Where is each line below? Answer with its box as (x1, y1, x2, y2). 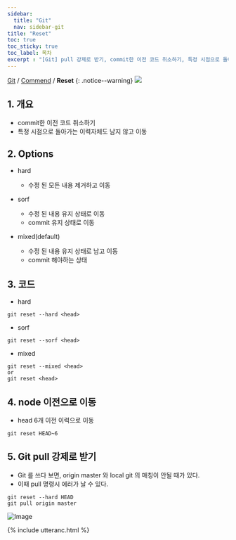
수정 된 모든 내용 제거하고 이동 (27, 181, 111, 190)
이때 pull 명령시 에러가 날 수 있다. (17, 480, 109, 488)
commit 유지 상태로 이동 (27, 219, 95, 227)
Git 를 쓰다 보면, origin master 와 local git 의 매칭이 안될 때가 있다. (17, 470, 200, 479)
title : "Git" (13, 17, 52, 24)
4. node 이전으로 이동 (7, 396, 97, 408)
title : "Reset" (7, 30, 52, 37)
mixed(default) (17, 233, 60, 241)
